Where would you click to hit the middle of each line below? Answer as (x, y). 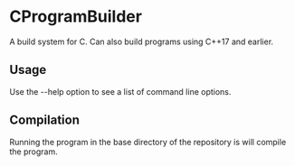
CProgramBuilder (76, 17)
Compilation (44, 120)
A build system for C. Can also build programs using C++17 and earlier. (142, 41)
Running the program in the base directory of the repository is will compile (148, 142)
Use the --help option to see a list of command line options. (120, 91)
